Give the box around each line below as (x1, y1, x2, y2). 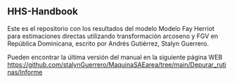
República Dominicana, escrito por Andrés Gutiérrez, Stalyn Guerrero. (7, 39, 209, 48)
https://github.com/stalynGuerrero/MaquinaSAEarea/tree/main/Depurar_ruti (7, 60, 227, 69)
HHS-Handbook (7, 6, 79, 18)
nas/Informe (7, 68, 43, 76)
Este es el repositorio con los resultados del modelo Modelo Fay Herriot (7, 24, 215, 32)
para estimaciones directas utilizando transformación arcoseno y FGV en (7, 32, 219, 40)
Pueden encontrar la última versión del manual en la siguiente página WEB (7, 53, 223, 61)
